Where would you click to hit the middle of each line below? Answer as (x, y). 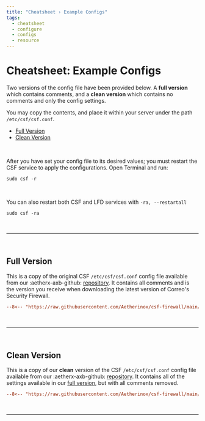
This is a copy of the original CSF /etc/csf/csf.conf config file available (97, 276)
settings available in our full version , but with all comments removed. (92, 383)
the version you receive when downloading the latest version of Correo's (98, 289)
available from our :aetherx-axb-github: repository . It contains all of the (95, 376)
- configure (27, 29)
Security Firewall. (28, 296)
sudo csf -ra (23, 213)
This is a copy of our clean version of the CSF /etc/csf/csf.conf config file (101, 370)
